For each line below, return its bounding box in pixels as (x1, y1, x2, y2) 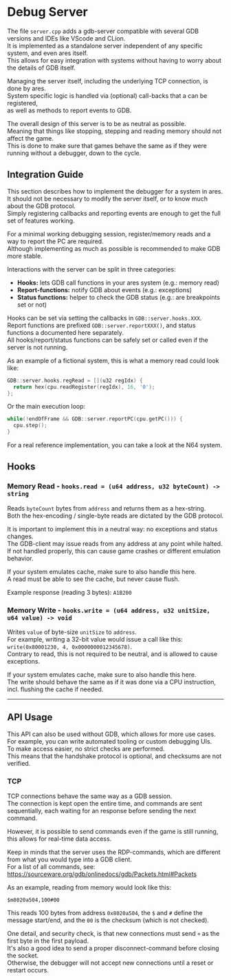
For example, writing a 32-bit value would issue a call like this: (7, 635, 184, 643)
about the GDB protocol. (7, 201, 76, 210)
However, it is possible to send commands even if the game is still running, (7, 828, 219, 836)
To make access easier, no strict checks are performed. (7, 744, 165, 753)
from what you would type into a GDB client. (7, 855, 133, 864)
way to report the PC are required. (7, 237, 104, 245)
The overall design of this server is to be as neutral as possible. (7, 119, 187, 127)
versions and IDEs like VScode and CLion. (7, 34, 126, 42)
